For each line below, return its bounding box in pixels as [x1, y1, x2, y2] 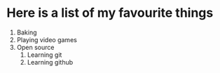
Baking [16, 28, 37, 36]
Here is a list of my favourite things [6, 5, 214, 21]
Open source [16, 43, 55, 51]
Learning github [27, 58, 74, 66]
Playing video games [16, 35, 78, 44]
